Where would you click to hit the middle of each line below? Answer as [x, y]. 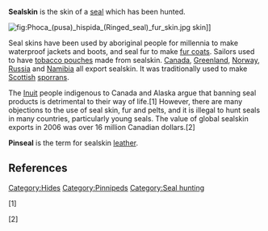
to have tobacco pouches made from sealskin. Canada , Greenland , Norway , [134, 60]
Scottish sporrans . [39, 77]
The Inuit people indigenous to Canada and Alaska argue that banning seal [132, 93]
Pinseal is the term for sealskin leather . [73, 143]
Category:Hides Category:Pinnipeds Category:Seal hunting [107, 187]
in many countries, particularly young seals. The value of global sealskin [128, 119]
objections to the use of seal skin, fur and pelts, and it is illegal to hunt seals [134, 110]
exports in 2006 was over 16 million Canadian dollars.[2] [102, 127]
